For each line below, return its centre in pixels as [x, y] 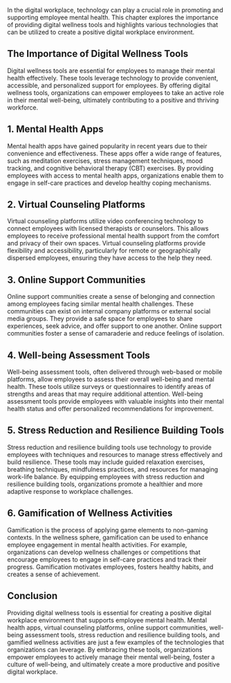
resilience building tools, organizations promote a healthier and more [105, 484]
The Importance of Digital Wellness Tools [98, 54]
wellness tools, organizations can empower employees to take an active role [116, 92]
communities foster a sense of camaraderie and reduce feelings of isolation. [116, 334]
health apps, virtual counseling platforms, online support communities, [108, 628]
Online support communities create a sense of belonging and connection [111, 297]
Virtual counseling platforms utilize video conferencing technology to [105, 221]
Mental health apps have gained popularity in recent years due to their [107, 146]
